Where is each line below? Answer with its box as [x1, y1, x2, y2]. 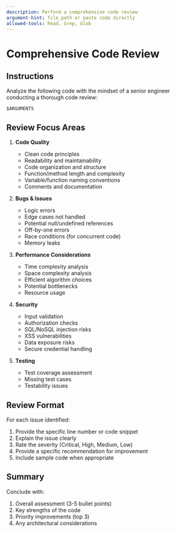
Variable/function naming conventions [24, 176, 120, 184]
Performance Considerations [15, 251, 91, 259]
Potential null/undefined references [24, 220, 114, 227]
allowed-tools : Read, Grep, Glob [6, 20, 92, 26]
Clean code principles [24, 151, 80, 158]
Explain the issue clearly [15, 434, 77, 442]
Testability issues [24, 382, 68, 390]
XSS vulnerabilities [24, 332, 72, 340]
